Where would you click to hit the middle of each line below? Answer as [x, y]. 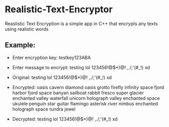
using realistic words [27, 29]
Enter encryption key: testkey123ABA [51, 57]
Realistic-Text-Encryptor [59, 9]
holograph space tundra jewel [44, 109]
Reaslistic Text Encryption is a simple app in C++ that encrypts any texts [81, 24]
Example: [20, 45]
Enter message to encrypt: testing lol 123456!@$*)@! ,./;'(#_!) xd [81, 67]
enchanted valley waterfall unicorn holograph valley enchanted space [86, 98]
